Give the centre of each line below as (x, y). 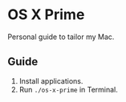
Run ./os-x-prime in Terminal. (68, 89)
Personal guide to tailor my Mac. (61, 37)
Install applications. (51, 80)
